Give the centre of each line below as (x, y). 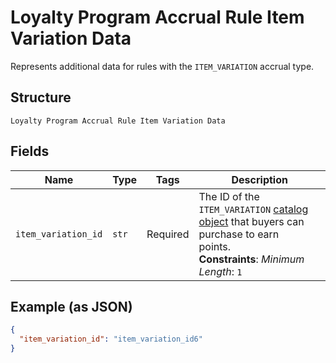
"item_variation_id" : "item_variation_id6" (111, 339)
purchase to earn (239, 234)
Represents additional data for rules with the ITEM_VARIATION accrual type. (162, 66)
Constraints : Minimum (251, 259)
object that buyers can (251, 221)
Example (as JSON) (71, 306)
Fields (30, 151)
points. (215, 246)
